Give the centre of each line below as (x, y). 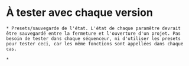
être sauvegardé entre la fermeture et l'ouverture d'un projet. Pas (94, 33)
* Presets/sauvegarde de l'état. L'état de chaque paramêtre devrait (94, 28)
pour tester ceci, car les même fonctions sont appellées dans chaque (95, 44)
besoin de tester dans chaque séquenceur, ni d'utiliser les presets (94, 38)
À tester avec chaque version (80, 13)
